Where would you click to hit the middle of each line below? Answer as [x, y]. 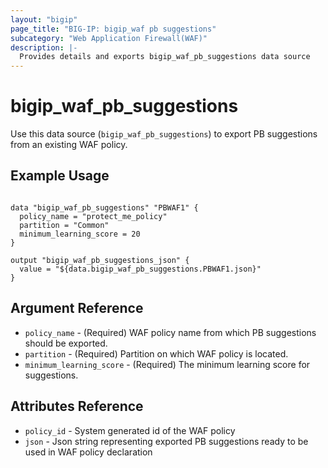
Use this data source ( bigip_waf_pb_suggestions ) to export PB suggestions [164, 134]
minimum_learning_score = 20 [80, 234]
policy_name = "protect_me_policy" [93, 216]
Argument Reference [77, 308]
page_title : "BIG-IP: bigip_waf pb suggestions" [113, 29]
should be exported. [66, 343]
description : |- [44, 47]
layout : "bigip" [44, 19]
